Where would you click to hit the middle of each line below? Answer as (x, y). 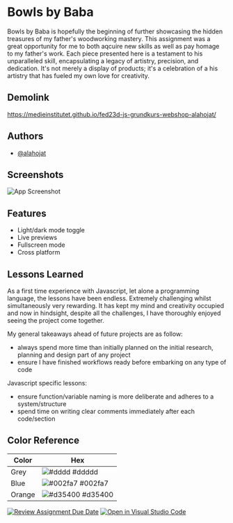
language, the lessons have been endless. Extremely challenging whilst (109, 298)
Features (27, 213)
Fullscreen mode (41, 245)
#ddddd (85, 472)
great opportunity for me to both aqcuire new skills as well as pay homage (113, 46)
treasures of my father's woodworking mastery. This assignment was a (109, 38)
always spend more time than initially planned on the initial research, (115, 347)
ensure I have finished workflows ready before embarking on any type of (122, 362)
